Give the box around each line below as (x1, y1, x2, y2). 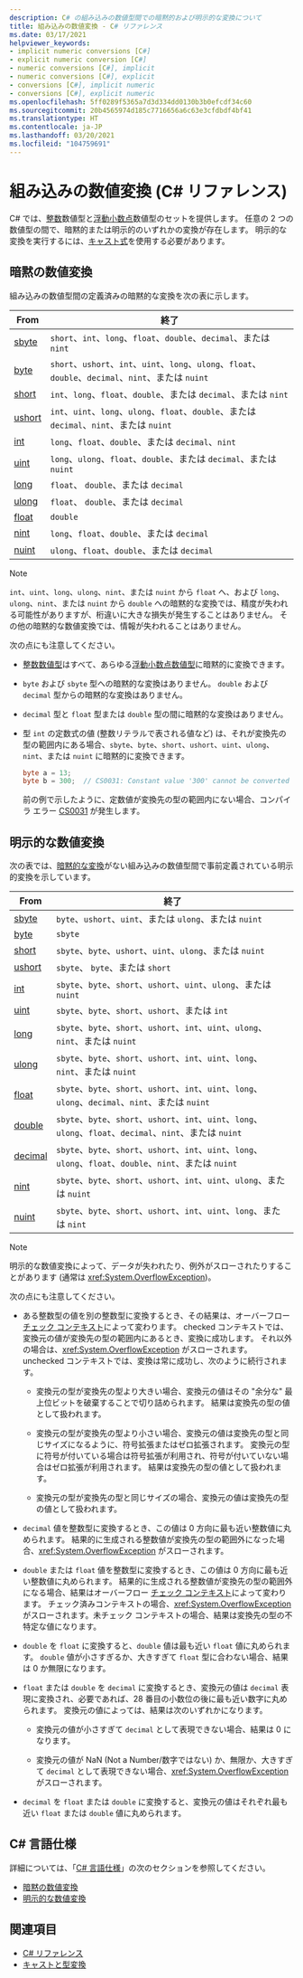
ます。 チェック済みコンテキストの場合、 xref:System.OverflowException (22, 1598, 291, 1610)
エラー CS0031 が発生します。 (32, 806, 145, 817)
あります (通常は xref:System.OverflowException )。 (24, 1272, 216, 1282)
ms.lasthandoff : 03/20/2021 (9, 131, 115, 140)
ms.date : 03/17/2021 (9, 30, 87, 39)
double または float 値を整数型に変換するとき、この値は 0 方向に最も (22, 1565, 281, 1576)
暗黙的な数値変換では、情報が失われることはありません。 (32, 620, 246, 631)
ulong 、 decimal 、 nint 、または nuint (56, 1096, 210, 1109)
